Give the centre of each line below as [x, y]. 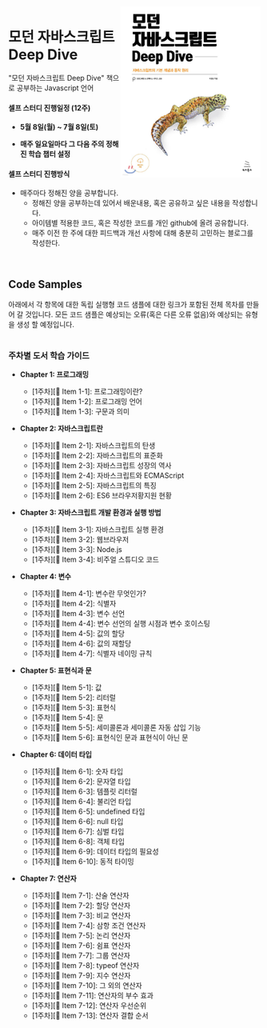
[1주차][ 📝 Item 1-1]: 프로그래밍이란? [87, 392]
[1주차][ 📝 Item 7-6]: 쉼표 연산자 [81, 946]
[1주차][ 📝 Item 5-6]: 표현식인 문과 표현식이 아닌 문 [110, 738]
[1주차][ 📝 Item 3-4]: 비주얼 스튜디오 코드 [96, 560]
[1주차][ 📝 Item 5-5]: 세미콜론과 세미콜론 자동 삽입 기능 [116, 728]
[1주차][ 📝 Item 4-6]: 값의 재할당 [82, 644]
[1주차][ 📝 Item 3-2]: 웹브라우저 [80, 540]
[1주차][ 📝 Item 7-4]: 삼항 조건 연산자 [89, 926]
